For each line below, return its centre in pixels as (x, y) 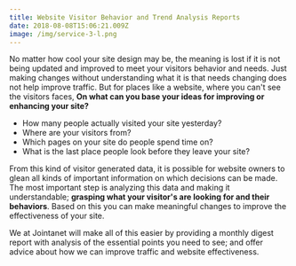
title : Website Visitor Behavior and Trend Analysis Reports (125, 17)
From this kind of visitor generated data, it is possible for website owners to (147, 168)
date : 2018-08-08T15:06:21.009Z (69, 26)
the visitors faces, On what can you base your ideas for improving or (137, 97)
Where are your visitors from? (76, 133)
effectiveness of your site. (57, 216)
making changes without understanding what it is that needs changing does (148, 78)
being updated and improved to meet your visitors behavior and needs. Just (148, 68)
